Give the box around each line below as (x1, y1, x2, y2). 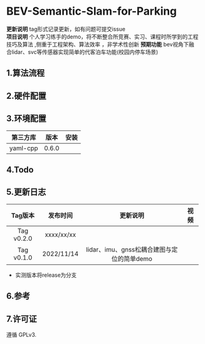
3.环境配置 (6, 113, 47, 124)
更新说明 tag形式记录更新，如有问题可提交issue (6, 25, 126, 32)
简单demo (123, 254, 153, 263)
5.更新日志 (6, 187, 46, 197)
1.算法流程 (6, 68, 45, 78)
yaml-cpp (9, 144, 38, 152)
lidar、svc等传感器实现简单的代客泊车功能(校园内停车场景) (11, 48, 159, 56)
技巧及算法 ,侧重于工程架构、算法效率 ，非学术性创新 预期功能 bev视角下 (6, 40, 189, 48)
